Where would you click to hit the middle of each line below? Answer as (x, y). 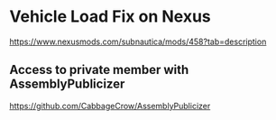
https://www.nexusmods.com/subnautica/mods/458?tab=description (138, 42)
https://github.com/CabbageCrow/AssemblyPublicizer (110, 106)
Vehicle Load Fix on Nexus (110, 17)
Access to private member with (99, 70)
